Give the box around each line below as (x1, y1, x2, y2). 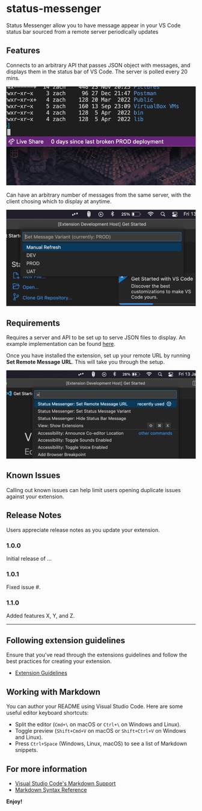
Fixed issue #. (6, 584, 41, 591)
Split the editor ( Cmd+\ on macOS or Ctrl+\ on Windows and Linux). (14, 721, 182, 728)
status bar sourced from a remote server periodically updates (6, 28, 159, 35)
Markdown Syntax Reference (14, 786, 87, 793)
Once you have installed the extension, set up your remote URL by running (6, 352, 191, 359)
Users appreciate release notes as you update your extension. (6, 526, 161, 534)
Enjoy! (6, 798, 23, 805)
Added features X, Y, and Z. (6, 612, 75, 620)
